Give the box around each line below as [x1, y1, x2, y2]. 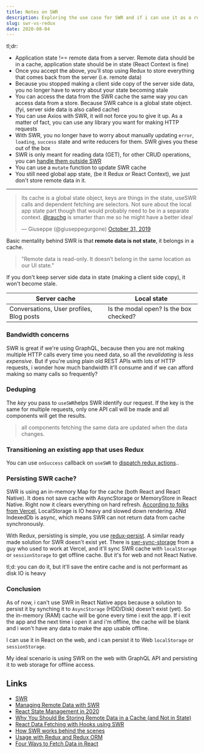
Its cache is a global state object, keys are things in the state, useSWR [21, 194, 197, 202]
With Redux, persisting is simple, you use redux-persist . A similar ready [6, 532, 185, 539]
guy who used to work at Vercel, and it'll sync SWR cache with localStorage [6, 545, 197, 553]
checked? [107, 312, 136, 321]
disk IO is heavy [6, 570, 47, 577]
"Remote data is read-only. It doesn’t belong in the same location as [21, 256, 191, 263]
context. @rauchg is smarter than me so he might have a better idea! [21, 214, 193, 221]
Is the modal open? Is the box [107, 305, 192, 313]
